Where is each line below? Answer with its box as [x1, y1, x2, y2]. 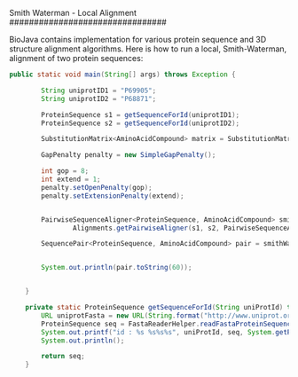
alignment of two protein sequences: [9, 53, 144, 63]
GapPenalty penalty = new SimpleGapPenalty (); [41, 151, 216, 160]
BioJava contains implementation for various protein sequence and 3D [9, 35, 267, 44]
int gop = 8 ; [41, 167, 90, 176]
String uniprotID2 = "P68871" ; [41, 94, 157, 103]
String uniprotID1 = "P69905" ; [41, 86, 157, 95]
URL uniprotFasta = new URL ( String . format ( [41, 310, 204, 320]
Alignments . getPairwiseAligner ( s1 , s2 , [72, 224, 220, 232]
